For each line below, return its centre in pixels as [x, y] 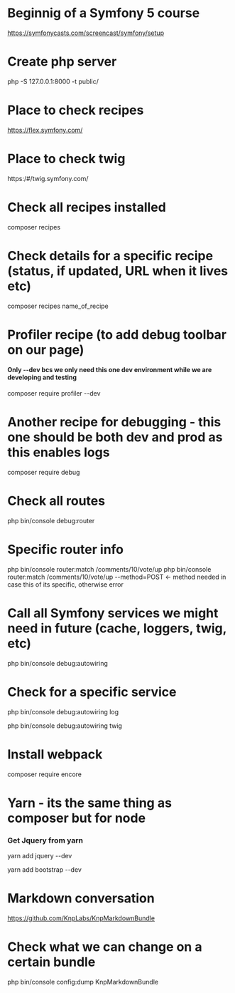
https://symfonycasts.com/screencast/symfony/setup [86, 33]
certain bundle [51, 962]
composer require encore [44, 774]
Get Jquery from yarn [45, 840]
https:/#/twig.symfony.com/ [48, 178]
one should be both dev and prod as [115, 437]
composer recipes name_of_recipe [58, 306]
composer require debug [44, 472]
